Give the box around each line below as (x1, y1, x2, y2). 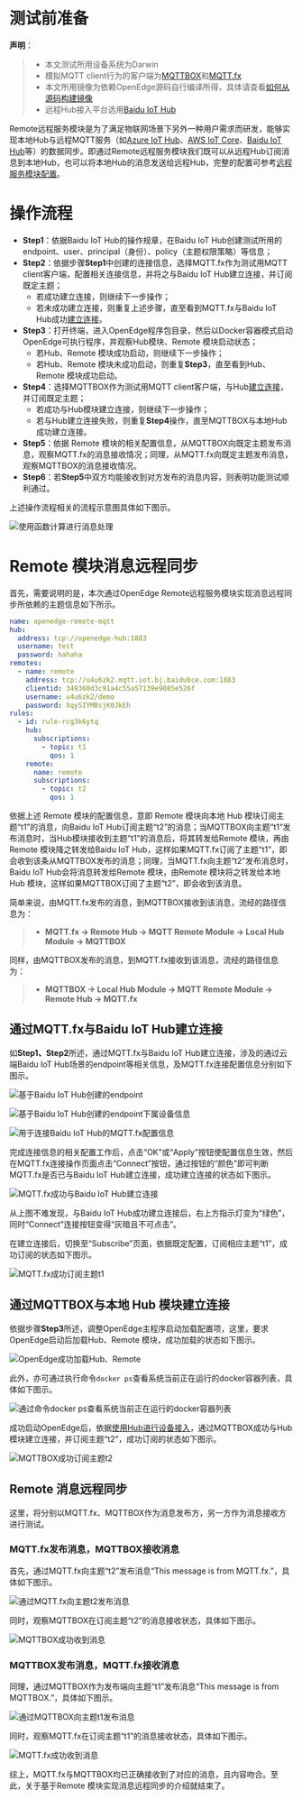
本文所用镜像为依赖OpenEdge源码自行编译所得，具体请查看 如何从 (44, 81, 290, 92)
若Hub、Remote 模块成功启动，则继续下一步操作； (35, 347, 225, 358)
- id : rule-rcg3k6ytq (17, 718, 99, 727)
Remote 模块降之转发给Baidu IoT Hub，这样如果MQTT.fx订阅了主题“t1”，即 (9, 844, 288, 855)
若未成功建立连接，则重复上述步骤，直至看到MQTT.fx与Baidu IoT (35, 302, 278, 313)
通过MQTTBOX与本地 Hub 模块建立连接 (9, 1298, 230, 1313)
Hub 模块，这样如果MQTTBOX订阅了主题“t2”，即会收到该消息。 (9, 878, 247, 889)
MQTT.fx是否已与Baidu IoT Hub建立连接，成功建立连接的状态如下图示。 (9, 1169, 276, 1179)
